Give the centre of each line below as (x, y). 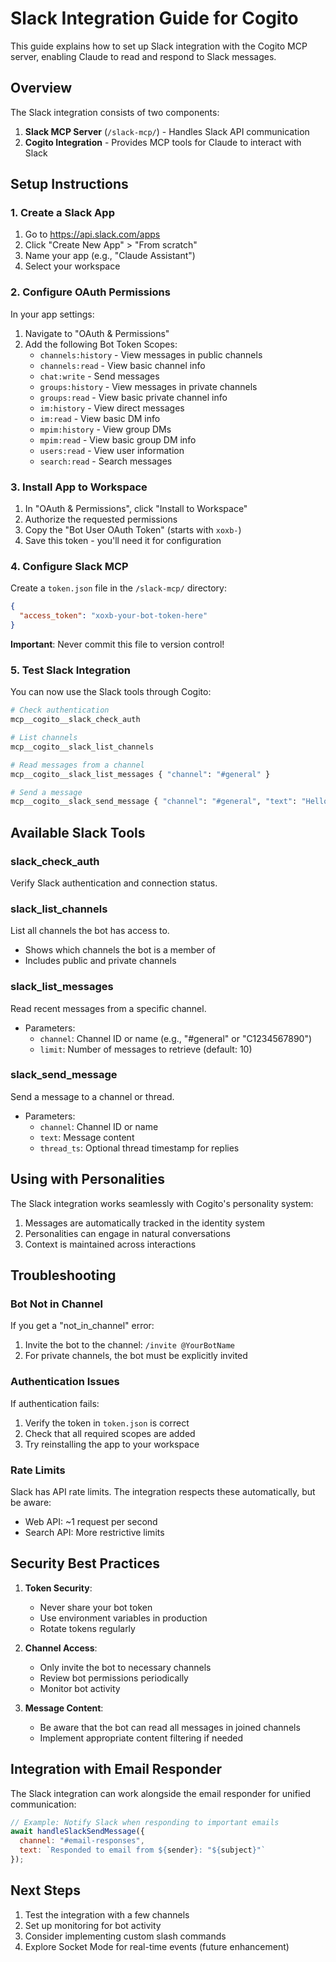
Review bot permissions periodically (114, 1678)
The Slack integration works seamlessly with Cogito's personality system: (162, 1203)
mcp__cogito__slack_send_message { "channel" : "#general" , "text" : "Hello (169, 802)
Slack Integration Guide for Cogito (154, 18)
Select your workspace (72, 266)
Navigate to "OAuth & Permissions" (97, 333)
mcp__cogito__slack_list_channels (82, 747)
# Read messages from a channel (77, 765)
